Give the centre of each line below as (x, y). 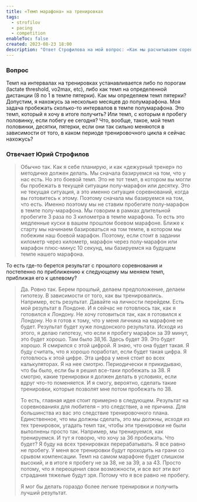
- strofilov (26, 22)
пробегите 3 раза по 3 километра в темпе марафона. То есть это (102, 217)
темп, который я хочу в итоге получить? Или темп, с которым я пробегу (96, 114)
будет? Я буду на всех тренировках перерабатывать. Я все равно (103, 444)
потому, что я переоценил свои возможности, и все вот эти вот (100, 469)
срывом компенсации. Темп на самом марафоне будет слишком (102, 457)
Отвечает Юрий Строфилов (48, 154)
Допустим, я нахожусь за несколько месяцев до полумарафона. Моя (93, 102)
